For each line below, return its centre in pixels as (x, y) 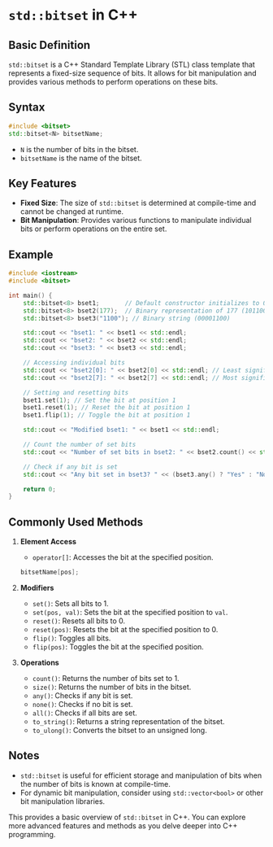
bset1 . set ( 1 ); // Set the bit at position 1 (100, 400)
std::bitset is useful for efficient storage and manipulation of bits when (141, 775)
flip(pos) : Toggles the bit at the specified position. (118, 647)
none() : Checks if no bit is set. (82, 704)
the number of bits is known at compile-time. (95, 784)
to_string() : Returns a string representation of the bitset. (128, 721)
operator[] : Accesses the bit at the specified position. (123, 557)
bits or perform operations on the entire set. (93, 229)
